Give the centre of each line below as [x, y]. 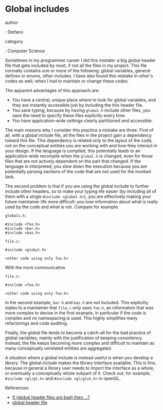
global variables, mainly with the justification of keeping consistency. [74, 338]
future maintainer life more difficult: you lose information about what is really [81, 201]
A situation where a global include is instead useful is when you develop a [79, 357]
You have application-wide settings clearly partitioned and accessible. [82, 120]
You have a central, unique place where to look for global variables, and [84, 100]
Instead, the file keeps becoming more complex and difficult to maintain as [80, 343]
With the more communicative [35, 267]
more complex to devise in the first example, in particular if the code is [76, 312]
